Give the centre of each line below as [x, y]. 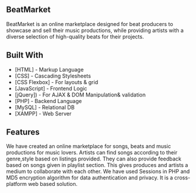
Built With [25, 55]
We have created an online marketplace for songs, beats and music [88, 146]
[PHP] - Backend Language [48, 101]
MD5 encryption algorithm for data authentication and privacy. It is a [90, 178]
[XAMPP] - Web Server [43, 113]
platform [16, 184]
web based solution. [53, 184]
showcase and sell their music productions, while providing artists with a [95, 30]
